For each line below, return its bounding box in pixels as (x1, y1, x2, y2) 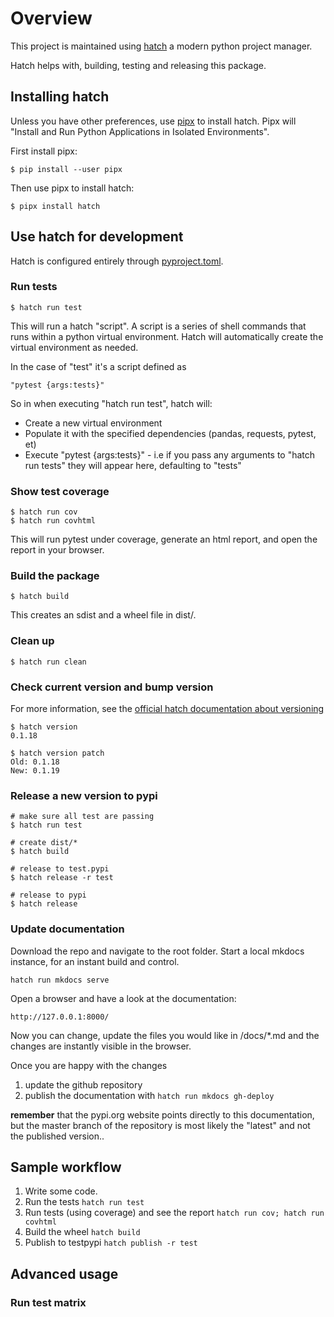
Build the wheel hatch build (24, 1226, 141, 1238)
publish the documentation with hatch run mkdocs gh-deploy (24, 1089, 275, 1101)
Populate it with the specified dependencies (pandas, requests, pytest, (24, 427, 317, 439)
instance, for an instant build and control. (10, 955, 180, 967)
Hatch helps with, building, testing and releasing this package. (10, 59, 267, 71)
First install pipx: (10, 145, 78, 157)
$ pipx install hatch (10, 201, 101, 211)
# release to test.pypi (10, 864, 110, 874)
